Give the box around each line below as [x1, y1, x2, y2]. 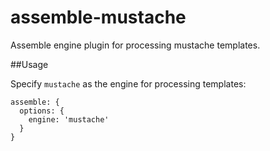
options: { [19, 106, 65, 116]
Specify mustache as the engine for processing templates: [10, 77, 247, 90]
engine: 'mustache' [28, 114, 110, 125]
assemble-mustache [10, 6, 187, 29]
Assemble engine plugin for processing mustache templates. [10, 39, 261, 51]
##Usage [10, 58, 49, 70]
